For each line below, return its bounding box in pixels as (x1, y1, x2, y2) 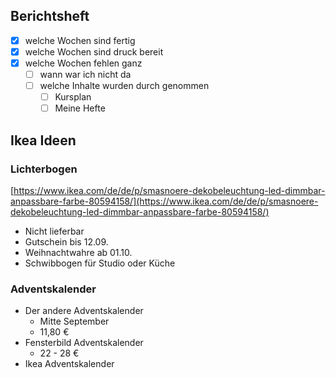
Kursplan (54, 91, 92, 103)
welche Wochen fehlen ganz (24, 57, 143, 69)
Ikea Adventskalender (24, 358, 115, 370)
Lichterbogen (10, 162, 78, 176)
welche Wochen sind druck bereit (24, 45, 164, 58)
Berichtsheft (10, 8, 90, 25)
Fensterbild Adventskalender (24, 337, 144, 349)
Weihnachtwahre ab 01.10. (24, 246, 133, 258)
